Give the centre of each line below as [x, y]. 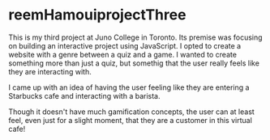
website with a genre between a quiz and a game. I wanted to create [123, 54]
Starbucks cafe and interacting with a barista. [84, 95]
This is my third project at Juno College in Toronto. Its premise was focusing [135, 37]
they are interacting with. [50, 71]
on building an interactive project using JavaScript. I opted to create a [125, 45]
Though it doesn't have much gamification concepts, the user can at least [132, 112]
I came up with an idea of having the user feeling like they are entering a [129, 87]
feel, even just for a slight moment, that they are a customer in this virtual [131, 120]
